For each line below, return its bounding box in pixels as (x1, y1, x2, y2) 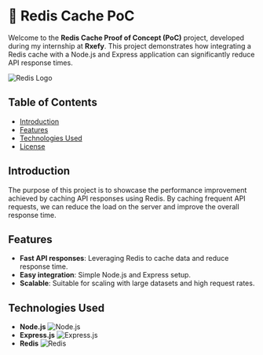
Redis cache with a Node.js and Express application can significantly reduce (8, 49, 255, 59)
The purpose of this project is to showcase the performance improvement (8, 185, 247, 194)
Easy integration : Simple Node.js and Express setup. (19, 270, 191, 280)
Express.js (19, 331, 55, 340)
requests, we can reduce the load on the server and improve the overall (8, 201, 239, 211)
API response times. (8, 58, 73, 67)
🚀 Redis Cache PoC (8, 7, 135, 25)
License (19, 141, 46, 151)
